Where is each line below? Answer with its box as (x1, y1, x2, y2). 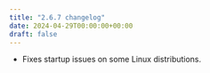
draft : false (9, 29, 58, 38)
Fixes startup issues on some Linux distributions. (21, 54, 202, 65)
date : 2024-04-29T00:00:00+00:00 (9, 21, 133, 30)
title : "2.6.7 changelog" (9, 12, 105, 22)
